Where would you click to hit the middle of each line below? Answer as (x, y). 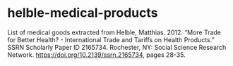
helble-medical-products (83, 13)
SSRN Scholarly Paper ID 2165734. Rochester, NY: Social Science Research (117, 47)
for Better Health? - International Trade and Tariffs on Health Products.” (111, 39)
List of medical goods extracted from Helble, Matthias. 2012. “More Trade (114, 32)
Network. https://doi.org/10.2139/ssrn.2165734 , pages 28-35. (96, 55)
